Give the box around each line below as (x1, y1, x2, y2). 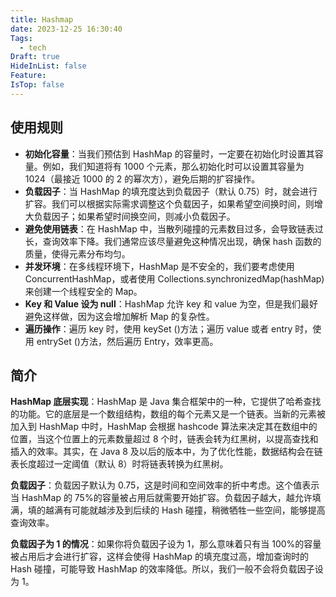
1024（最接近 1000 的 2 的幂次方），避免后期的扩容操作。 (24, 172, 261, 185)
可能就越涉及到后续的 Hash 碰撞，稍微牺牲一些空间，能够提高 (71, 504, 326, 516)
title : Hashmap (10, 14, 74, 25)
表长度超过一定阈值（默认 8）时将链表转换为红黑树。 (10, 458, 229, 470)
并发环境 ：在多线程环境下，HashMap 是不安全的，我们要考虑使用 (24, 260, 295, 272)
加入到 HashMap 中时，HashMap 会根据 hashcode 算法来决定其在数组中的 (10, 421, 318, 433)
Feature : (10, 71, 47, 81)
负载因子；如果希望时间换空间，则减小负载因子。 (33, 210, 236, 222)
